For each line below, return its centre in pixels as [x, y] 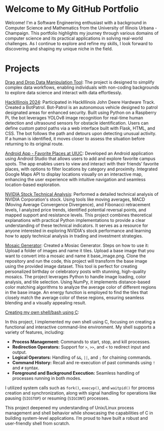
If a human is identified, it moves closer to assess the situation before [75, 138]
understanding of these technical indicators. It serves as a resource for [77, 225]
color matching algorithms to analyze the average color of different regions [81, 287]
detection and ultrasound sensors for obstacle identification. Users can [77, 123]
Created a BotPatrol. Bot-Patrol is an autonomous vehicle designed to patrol [82, 107]
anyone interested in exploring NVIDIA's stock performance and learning [78, 230]
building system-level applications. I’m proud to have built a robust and [77, 418]
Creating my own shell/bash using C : [42, 312]
